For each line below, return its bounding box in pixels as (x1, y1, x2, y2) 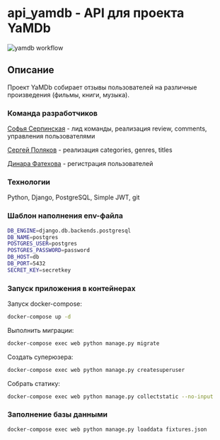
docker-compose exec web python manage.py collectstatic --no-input (7, 392, 214, 400)
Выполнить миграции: (7, 326, 74, 334)
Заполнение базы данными (7, 409, 108, 419)
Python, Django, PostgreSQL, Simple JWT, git (7, 193, 140, 202)
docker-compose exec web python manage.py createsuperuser (7, 366, 185, 373)
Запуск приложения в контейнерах (7, 283, 136, 293)
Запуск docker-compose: (7, 299, 83, 308)
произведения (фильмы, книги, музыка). (7, 90, 129, 99)
